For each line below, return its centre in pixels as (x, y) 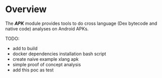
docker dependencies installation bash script (59, 54)
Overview (26, 9)
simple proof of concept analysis (47, 64)
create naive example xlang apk (46, 59)
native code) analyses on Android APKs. (47, 28)
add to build (25, 48)
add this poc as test (33, 70)
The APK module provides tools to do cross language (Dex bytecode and (81, 23)
